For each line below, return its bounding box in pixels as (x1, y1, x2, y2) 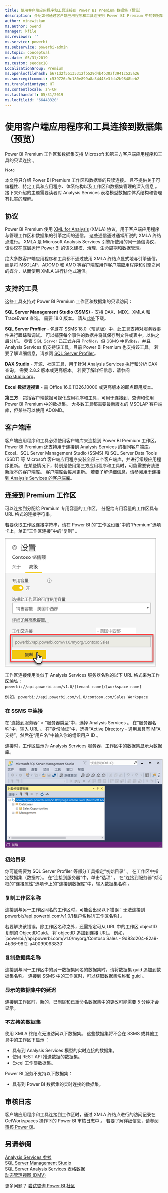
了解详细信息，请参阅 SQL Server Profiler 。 (9, 350, 99, 356)
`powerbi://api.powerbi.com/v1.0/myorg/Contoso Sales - (5, 935, 121, 942)
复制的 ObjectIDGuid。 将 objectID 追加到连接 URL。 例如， (5, 930, 127, 936)
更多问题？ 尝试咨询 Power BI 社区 (5, 1182, 76, 1189)
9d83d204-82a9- (122, 935, 159, 942)
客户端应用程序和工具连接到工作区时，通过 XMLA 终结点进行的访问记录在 (5, 1112, 156, 1118)
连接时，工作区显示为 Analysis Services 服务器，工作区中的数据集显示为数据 (5, 743, 162, 749)
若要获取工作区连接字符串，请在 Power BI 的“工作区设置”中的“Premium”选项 (5, 521, 161, 528)
